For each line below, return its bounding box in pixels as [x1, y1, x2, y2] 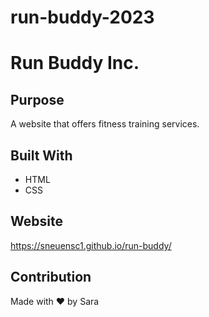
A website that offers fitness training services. [10, 118, 200, 130]
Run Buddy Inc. [10, 52, 140, 75]
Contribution [10, 269, 92, 286]
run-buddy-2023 [10, 6, 155, 29]
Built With [10, 147, 73, 164]
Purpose [10, 91, 65, 108]
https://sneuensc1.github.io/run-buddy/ [10, 239, 172, 251]
